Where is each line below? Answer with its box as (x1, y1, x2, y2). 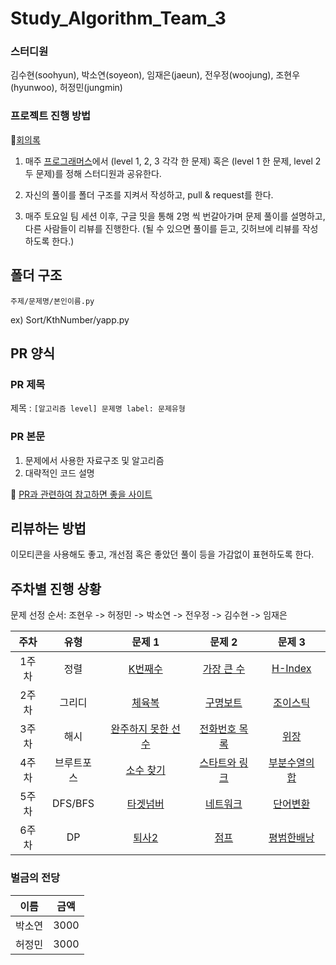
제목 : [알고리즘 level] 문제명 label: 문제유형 (10, 402, 186, 414)
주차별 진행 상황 (10, 580, 102, 597)
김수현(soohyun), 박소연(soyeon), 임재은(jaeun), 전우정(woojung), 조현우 (10, 69, 301, 81)
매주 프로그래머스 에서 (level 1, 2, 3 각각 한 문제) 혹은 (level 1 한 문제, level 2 (24, 155, 322, 167)
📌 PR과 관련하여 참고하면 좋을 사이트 (10, 488, 153, 500)
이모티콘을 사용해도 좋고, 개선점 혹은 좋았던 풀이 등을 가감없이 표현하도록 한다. (10, 548, 315, 561)
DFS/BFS (51, 797, 95, 811)
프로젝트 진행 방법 (10, 109, 92, 123)
